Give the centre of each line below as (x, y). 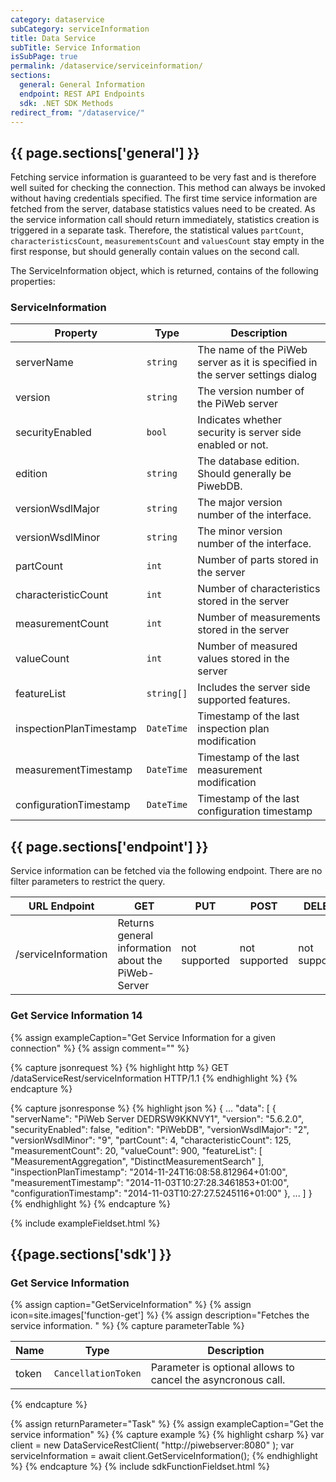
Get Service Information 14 (76, 1016)
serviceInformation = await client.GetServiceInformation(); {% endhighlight (164, 1456)
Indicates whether (239, 420)
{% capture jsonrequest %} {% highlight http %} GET (120, 1067)
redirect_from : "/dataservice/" (77, 112)
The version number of (251, 391)
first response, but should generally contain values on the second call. (155, 252)
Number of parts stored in (258, 560)
